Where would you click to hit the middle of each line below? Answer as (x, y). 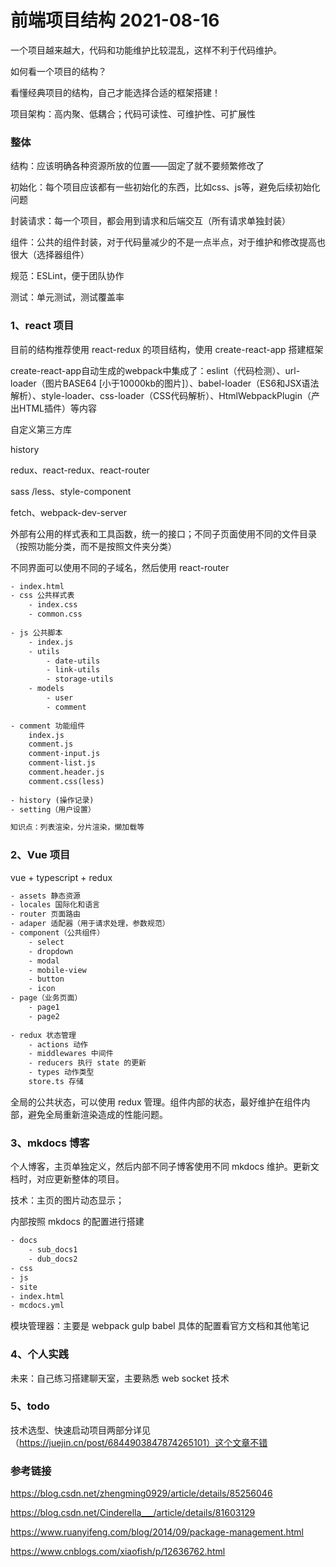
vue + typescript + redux (61, 877)
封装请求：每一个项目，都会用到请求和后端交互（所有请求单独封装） (150, 221)
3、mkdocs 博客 (50, 1143)
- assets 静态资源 (45, 896)
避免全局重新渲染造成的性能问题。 (97, 1114)
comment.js (51, 744)
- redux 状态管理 (43, 1035)
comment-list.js (62, 763)
